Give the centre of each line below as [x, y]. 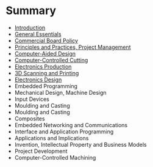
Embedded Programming [46, 86]
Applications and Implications [52, 138]
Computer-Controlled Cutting [51, 60]
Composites [30, 118]
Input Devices [32, 99]
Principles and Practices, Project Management [73, 47]
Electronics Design [38, 80]
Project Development [41, 151]
